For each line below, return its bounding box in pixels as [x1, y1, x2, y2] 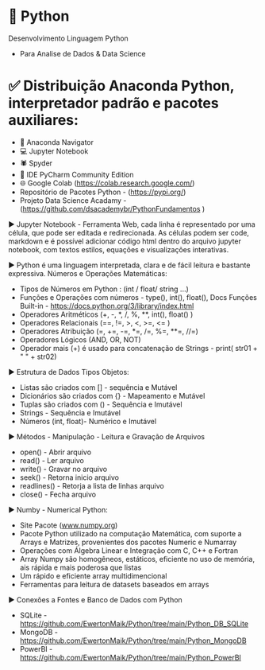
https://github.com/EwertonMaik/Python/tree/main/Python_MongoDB [19, 636, 248, 645]
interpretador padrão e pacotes [8, 95, 220, 112]
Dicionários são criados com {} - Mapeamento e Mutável [19, 391, 205, 400]
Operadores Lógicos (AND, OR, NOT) [19, 334, 141, 345]
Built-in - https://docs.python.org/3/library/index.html [19, 301, 194, 310]
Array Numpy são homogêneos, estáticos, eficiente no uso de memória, [19, 554, 255, 563]
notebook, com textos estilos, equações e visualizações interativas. [8, 244, 229, 254]
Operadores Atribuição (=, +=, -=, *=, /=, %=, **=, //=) [19, 326, 198, 336]
